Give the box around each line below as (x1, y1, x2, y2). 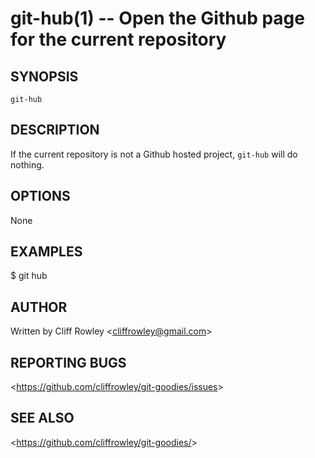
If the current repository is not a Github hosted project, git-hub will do (10, 148, 298, 160)
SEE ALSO (10, 410, 75, 427)
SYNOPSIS (10, 68, 79, 85)
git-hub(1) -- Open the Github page (10, 7, 305, 30)
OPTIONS (10, 188, 71, 205)
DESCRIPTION (10, 122, 100, 139)
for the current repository (10, 28, 227, 51)
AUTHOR (10, 298, 68, 316)
